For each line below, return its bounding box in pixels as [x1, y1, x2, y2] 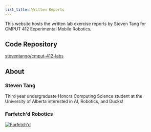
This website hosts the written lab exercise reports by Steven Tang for [5, 21, 146, 26]
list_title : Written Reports [5, 7, 65, 12]
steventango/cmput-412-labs [5, 53, 64, 59]
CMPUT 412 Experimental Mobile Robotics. [5, 26, 92, 32]
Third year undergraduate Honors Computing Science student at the [5, 93, 143, 99]
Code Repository [5, 40, 58, 49]
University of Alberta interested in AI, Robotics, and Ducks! [5, 99, 124, 105]
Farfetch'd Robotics [5, 111, 53, 118]
